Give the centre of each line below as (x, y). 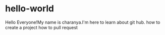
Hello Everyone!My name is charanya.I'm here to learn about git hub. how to (83, 22)
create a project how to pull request (41, 27)
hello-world (30, 9)
